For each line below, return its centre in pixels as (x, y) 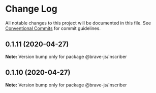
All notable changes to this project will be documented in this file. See (78, 23)
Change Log (31, 9)
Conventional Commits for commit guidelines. (53, 28)
